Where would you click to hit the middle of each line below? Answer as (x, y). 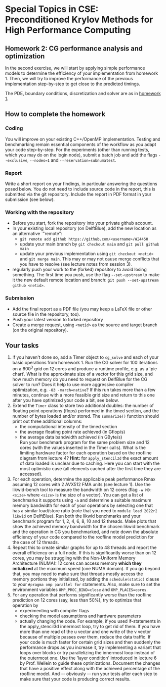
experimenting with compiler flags (54, 611)
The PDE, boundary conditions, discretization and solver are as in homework (83, 93)
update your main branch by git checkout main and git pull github (89, 244)
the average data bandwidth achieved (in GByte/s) (71, 437)
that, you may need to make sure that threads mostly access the (78, 574)
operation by (25, 605)
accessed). (31, 474)
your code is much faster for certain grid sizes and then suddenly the (90, 642)
